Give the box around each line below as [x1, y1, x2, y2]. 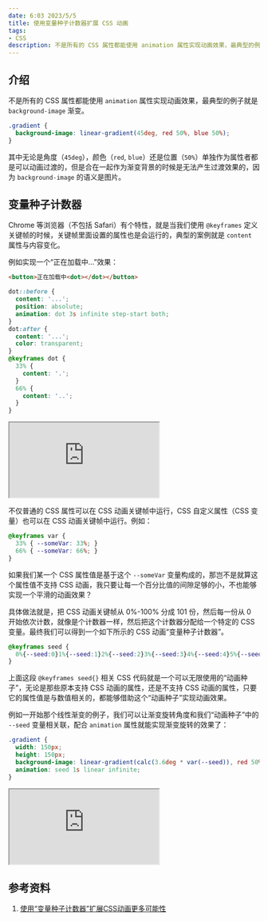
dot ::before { [8, 288, 56, 296]
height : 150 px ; [15, 751, 66, 759]
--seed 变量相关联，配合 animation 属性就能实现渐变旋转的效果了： [8, 720, 229, 730]
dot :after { [8, 325, 48, 333]
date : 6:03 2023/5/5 [8, 11, 77, 20]
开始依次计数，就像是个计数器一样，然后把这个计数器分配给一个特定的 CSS [8, 616, 255, 626]
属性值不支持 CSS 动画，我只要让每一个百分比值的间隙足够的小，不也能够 [14, 580, 258, 589]
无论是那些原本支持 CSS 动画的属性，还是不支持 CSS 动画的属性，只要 [25, 683, 258, 692]
